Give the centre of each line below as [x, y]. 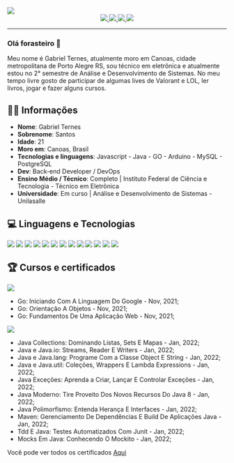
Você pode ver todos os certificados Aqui [67, 452]
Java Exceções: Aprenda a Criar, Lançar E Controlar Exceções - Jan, [116, 379]
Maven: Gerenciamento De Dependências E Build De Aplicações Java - [119, 416]
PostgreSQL [34, 164]
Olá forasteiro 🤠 [34, 43]
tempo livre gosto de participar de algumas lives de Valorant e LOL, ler [108, 81]
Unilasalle [31, 201]
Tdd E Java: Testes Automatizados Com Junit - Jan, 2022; [101, 431]
